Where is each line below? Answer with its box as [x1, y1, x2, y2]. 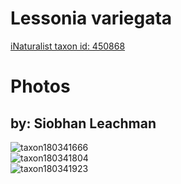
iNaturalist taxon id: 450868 [10, 40, 126, 52]
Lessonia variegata [10, 7, 173, 30]
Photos [10, 75, 71, 98]
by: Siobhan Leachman [10, 115, 157, 132]
